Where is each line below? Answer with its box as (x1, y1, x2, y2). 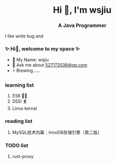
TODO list (5, 142, 28, 149)
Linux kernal (12, 105, 37, 111)
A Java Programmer (58, 22, 107, 29)
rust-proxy (12, 153, 34, 159)
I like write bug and (5, 33, 44, 39)
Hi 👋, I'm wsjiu (53, 4, 112, 16)
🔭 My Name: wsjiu (12, 57, 49, 63)
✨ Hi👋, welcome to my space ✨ (5, 45, 80, 52)
